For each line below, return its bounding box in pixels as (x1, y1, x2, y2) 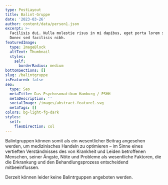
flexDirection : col (14, 124, 55, 129)
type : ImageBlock (9, 45, 46, 50)
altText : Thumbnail (9, 49, 50, 54)
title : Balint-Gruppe (5, 12, 50, 17)
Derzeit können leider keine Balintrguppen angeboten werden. (5, 174, 133, 180)
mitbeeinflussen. (5, 164, 39, 170)
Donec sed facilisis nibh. (9, 36, 66, 41)
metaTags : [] (9, 105, 37, 110)
